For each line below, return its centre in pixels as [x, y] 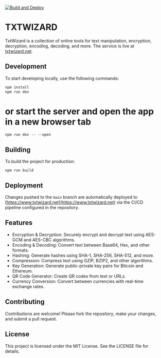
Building [18, 150]
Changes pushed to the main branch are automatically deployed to [71, 197]
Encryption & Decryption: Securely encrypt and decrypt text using [78, 234]
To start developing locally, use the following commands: [62, 78]
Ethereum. [22, 271]
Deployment [24, 185]
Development [26, 67]
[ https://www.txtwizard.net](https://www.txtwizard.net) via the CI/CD [74, 202]
